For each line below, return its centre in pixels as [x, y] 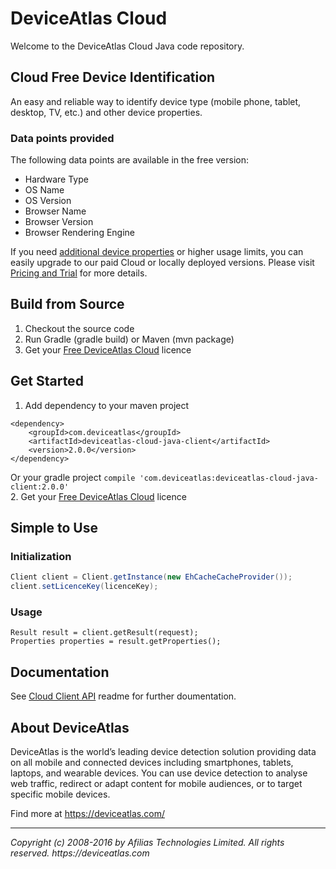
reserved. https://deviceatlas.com [80, 853]
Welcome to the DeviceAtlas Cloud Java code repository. [127, 46]
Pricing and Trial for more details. [79, 273]
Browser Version [59, 222]
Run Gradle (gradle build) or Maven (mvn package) [129, 339]
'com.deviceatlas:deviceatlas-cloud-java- [229, 478]
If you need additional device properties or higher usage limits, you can [157, 252]
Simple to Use [54, 528]
